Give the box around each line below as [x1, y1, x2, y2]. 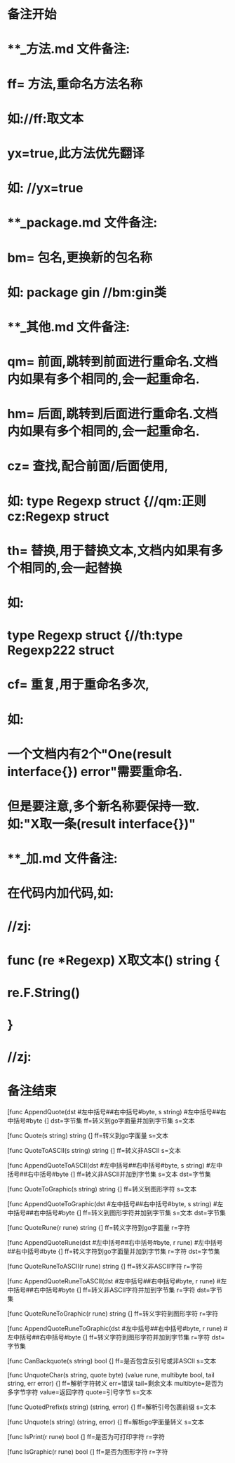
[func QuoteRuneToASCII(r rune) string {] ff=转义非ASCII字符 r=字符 [7, 1262, 203, 1271]
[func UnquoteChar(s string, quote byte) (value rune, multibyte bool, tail [7, 1371, 215, 1380]
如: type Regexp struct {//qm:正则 [7, 493, 207, 509]
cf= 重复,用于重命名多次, [7, 676, 149, 693]
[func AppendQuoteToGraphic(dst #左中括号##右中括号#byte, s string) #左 [7, 1200, 224, 1208]
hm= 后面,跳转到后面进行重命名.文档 [7, 406, 218, 422]
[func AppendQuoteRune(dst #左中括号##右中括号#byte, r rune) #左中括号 [7, 1238, 223, 1247]
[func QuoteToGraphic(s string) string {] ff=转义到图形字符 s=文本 [7, 1185, 197, 1194]
